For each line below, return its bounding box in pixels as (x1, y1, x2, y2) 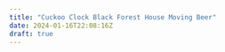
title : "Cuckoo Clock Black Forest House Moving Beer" (9, 12, 217, 22)
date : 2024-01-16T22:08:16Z (9, 21, 114, 30)
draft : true (9, 29, 53, 38)
